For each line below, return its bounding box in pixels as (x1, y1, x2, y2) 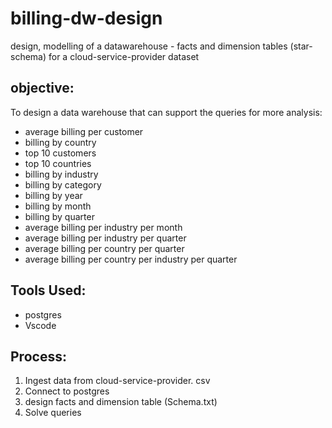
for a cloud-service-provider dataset (48, 50, 200, 62)
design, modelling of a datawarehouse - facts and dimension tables (10, 40, 288, 52)
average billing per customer (24, 125, 144, 137)
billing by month (24, 200, 92, 212)
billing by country (24, 136, 97, 148)
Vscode (24, 319, 57, 331)
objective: (10, 80, 75, 97)
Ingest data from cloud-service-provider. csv (24, 375, 211, 387)
